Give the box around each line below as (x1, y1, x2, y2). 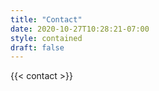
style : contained (10, 33, 83, 43)
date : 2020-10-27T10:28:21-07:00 (10, 24, 150, 34)
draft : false (10, 42, 65, 53)
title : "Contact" (10, 14, 83, 25)
